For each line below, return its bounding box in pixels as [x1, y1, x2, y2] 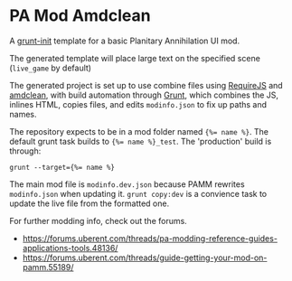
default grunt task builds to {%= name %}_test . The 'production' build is [9, 136, 272, 146]
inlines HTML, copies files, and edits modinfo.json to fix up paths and [9, 98, 268, 109]
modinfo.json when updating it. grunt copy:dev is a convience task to [9, 188, 268, 199]
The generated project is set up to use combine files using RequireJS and [9, 80, 283, 90]
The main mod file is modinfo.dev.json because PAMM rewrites [9, 178, 246, 190]
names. [9, 108, 37, 119]
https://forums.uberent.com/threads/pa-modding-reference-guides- [22, 232, 278, 244]
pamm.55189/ [22, 261, 74, 272]
